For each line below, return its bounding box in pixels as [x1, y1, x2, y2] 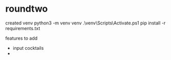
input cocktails [12, 45, 44, 51]
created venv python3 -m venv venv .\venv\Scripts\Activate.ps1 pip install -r [5, 20, 166, 26]
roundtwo [5, 3, 48, 15]
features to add [5, 35, 38, 41]
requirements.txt [5, 25, 40, 31]
